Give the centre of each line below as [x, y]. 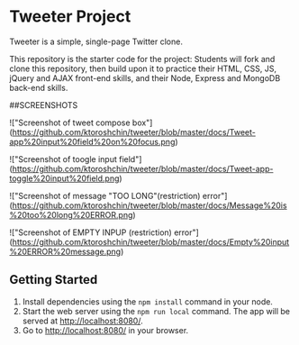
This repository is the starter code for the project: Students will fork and [142, 59]
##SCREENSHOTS [44, 104]
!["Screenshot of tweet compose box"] [81, 123]
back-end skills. [39, 87]
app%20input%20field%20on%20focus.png [92, 141]
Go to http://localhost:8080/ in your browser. [105, 330]
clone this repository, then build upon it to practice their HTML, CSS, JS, [143, 68]
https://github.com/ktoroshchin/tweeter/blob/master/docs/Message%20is [149, 205]
